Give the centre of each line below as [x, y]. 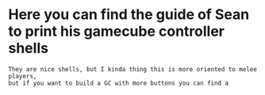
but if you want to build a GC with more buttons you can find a [118, 83]
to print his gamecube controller [116, 31]
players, [23, 76]
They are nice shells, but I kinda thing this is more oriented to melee [133, 69]
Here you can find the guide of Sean [129, 15]
